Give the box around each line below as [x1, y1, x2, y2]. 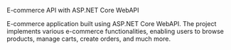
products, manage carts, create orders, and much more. [6, 35, 171, 43]
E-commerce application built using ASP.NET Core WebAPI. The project [6, 20, 217, 27]
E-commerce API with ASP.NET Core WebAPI [6, 6, 139, 14]
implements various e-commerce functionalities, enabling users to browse [6, 27, 225, 35]
